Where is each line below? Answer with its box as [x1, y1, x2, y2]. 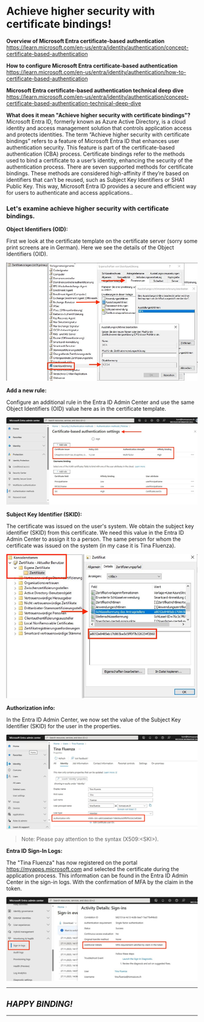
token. [6, 885, 22, 892]
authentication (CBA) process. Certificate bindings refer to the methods [6, 150, 185, 158]
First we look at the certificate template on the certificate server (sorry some [6, 237, 198, 245]
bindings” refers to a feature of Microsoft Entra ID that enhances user [6, 137, 180, 144]
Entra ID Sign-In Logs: [6, 847, 63, 854]
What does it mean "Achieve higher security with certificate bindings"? [6, 111, 191, 119]
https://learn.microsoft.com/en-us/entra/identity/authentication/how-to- [6, 68, 186, 75]
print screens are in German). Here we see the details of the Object [6, 244, 174, 251]
